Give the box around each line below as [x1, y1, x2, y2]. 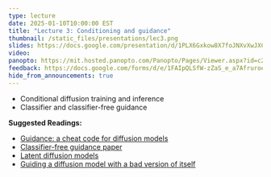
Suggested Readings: [8, 117, 82, 127]
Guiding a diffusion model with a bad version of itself [19, 158, 196, 169]
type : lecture [8, 11, 56, 20]
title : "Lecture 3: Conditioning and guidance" [8, 27, 172, 35]
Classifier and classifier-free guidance [19, 102, 148, 112]
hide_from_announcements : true [8, 72, 114, 80]
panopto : [8, 57, 38, 65]
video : [8, 49, 31, 57]
